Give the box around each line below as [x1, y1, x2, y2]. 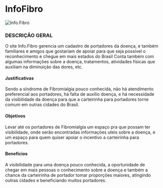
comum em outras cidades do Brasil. [5, 102, 80, 107]
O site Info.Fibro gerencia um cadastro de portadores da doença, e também [5, 43, 159, 49]
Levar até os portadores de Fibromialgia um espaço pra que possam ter [5, 124, 151, 130]
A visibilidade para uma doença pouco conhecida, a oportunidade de [5, 161, 145, 167]
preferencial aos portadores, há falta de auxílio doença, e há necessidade [5, 91, 155, 97]
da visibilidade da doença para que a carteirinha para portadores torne [5, 97, 149, 103]
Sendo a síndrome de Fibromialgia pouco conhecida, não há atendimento [5, 86, 154, 92]
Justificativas [5, 75, 34, 81]
